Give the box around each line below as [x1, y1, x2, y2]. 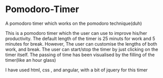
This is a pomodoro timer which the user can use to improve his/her [5, 30, 148, 36]
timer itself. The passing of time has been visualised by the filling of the [5, 52, 155, 58]
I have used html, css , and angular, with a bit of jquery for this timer [5, 67, 148, 73]
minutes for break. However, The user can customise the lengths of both [5, 41, 157, 47]
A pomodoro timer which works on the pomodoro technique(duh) [5, 20, 142, 26]
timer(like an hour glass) [5, 57, 56, 63]
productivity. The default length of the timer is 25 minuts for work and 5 [5, 35, 155, 42]
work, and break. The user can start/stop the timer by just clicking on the [5, 46, 158, 52]
